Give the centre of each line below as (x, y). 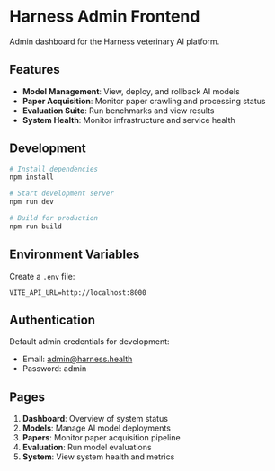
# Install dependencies (54, 169)
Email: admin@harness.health (77, 359)
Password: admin (54, 369)
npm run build (36, 227)
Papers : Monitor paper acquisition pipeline (102, 438)
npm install (31, 177)
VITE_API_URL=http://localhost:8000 (78, 293)
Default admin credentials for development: (89, 342)
